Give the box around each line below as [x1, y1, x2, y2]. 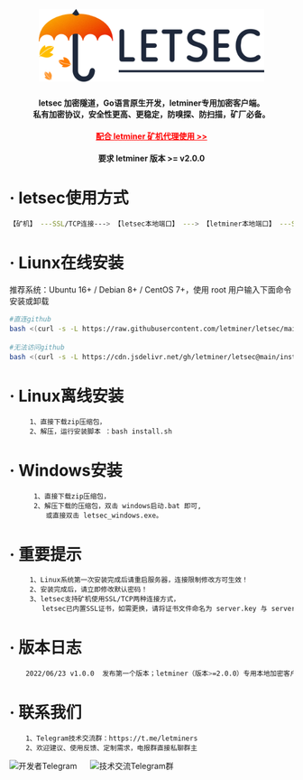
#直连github [9, 314, 51, 323]
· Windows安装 [9, 460, 123, 481]
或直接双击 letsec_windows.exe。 [45, 511, 163, 520]
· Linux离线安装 [9, 386, 124, 406]
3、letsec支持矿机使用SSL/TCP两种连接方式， [29, 595, 180, 604]
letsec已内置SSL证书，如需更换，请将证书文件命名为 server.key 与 [41, 604, 268, 614]
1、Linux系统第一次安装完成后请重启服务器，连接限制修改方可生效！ [29, 576, 249, 585]
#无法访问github [9, 343, 65, 352]
